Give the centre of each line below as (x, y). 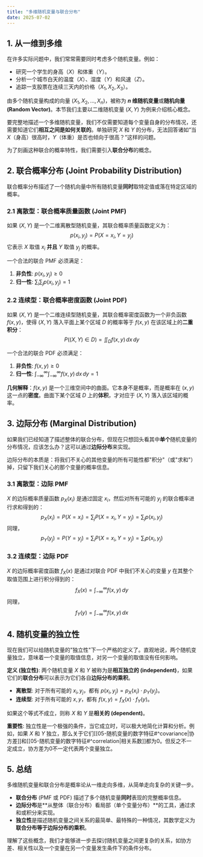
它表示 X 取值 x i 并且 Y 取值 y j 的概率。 (55, 247)
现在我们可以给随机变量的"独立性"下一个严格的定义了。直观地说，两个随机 (99, 650)
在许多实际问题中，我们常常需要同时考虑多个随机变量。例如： (83, 59)
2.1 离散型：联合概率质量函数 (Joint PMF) (67, 211)
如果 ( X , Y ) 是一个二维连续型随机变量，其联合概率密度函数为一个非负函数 (97, 315)
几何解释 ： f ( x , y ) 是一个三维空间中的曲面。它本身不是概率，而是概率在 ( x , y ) (101, 388)
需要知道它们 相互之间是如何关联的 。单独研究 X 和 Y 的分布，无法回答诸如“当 (101, 130)
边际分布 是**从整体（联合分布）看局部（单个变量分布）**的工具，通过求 (105, 805)
